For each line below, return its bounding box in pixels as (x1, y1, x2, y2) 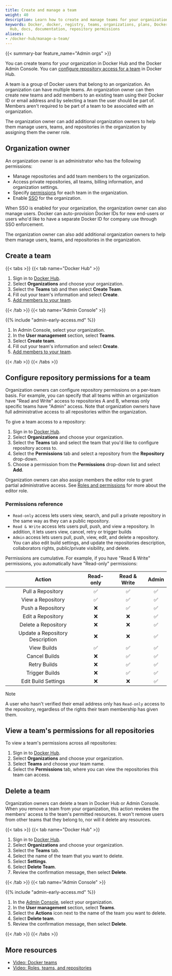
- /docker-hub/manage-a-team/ (5, 36, 70, 42)
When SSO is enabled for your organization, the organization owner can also (5, 205, 167, 211)
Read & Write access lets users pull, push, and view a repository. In (12, 523, 155, 529)
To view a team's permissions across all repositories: (5, 740, 117, 746)
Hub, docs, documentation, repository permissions (10, 27, 120, 32)
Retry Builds (28, 661, 58, 668)
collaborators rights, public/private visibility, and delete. (12, 545, 131, 551)
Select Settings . (12, 858, 47, 865)
